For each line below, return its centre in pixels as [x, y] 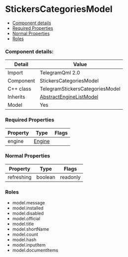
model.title [23, 224]
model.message [29, 203]
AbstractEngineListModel [69, 97]
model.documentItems [35, 250]
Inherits [17, 97]
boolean [46, 177]
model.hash [24, 240]
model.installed [28, 208]
